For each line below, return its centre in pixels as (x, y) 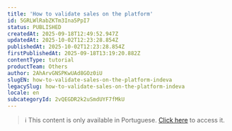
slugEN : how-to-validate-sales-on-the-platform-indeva (90, 80)
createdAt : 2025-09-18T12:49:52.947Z (63, 34)
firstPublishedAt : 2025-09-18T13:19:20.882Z (74, 54)
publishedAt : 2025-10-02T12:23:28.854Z (66, 47)
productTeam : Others (38, 67)
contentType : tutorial (41, 60)
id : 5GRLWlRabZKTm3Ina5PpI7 (49, 21)
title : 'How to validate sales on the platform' (80, 14)
